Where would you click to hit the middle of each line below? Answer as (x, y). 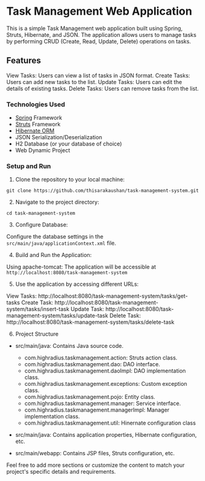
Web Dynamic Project (43, 150)
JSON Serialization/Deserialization (59, 137)
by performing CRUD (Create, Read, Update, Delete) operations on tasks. (99, 41)
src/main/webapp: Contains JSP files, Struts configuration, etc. (95, 453)
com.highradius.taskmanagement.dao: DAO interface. (92, 364)
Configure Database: (41, 225)
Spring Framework (39, 118)
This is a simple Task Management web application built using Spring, (95, 28)
